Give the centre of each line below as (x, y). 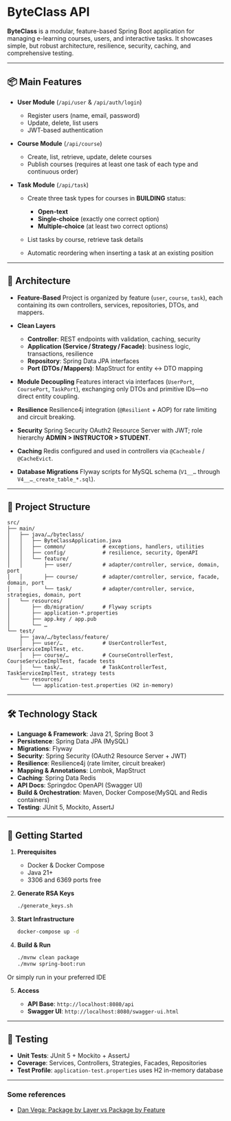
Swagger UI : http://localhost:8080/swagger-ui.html (103, 1011)
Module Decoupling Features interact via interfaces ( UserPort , (106, 381)
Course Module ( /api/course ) (59, 143)
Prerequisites (37, 852)
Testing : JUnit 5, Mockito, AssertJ (66, 808)
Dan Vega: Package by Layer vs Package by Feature (91, 1109)
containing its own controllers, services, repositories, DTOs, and (108, 305)
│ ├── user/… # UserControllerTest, (93, 644)
